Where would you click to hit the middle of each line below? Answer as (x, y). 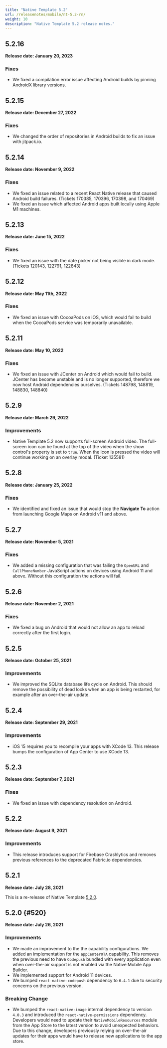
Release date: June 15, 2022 (35, 237)
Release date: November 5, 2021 (39, 541)
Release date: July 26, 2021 (34, 925)
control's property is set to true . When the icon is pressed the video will (86, 452)
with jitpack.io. (27, 142)
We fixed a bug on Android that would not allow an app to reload (78, 627)
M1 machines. (26, 209)
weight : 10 (16, 19)
